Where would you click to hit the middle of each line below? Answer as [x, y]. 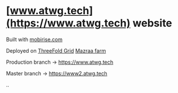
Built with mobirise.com [34, 39]
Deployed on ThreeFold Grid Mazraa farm [56, 50]
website [152, 23]
